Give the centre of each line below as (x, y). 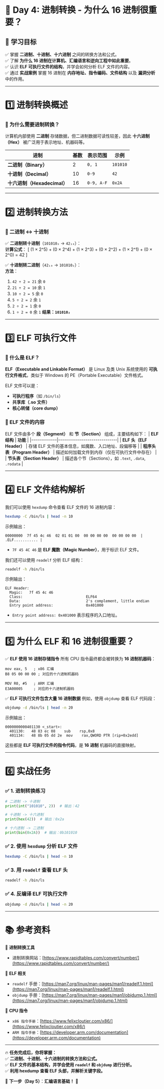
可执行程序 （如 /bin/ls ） (38, 396)
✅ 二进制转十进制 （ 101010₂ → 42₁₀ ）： (43, 243)
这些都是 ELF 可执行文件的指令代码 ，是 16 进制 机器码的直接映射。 (72, 745)
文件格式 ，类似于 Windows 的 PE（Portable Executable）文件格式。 (77, 375)
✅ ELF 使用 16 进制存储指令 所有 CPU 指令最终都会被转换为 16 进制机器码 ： (81, 659)
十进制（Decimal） (30, 174)
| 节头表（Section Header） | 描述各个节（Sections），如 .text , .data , (75, 458)
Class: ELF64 (53, 597)
